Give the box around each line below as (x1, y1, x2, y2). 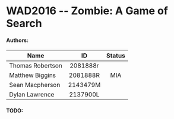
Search (6, 17, 43, 30)
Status (106, 52, 126, 60)
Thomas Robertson (9, 62, 62, 70)
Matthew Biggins (9, 71, 56, 79)
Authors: (6, 37, 29, 44)
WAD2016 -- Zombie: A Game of (6, 4, 168, 18)
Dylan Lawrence (9, 91, 55, 99)
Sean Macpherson (9, 81, 61, 89)
